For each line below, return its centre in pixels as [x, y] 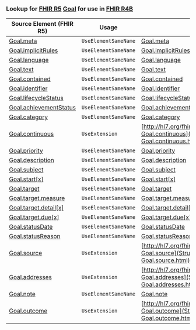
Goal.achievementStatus [43, 108]
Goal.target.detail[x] [36, 208]
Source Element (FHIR [43, 24]
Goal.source [26, 253]
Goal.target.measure [37, 198]
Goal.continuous [32, 134]
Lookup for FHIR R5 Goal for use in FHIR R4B [69, 9]
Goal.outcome [28, 311]
